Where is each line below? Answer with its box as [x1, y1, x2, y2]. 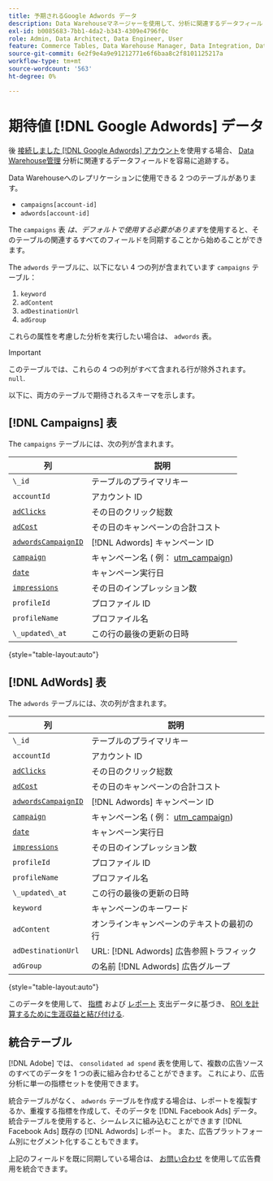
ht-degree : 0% [8, 72, 57, 80]
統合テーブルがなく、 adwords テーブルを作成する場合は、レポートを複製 [8, 1096, 251, 1105]
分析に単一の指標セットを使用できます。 [8, 1079, 144, 1088]
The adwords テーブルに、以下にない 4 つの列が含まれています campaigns [8, 262, 250, 272]
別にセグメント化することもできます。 [15, 1136, 144, 1146]
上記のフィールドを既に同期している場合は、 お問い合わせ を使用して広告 [8, 1154, 254, 1163]
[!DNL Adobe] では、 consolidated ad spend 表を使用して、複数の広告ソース [8, 1058, 264, 1068]
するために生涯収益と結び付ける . [15, 1009, 125, 1019]
